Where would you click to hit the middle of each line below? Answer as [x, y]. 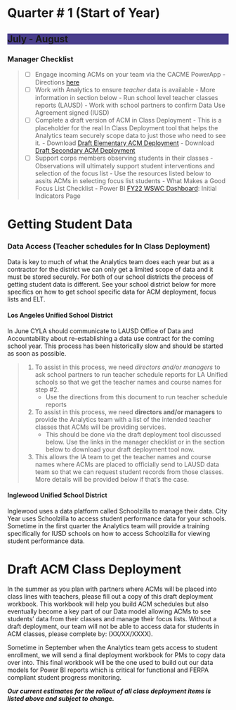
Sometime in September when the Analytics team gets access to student [112, 647]
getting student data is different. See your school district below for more [112, 284]
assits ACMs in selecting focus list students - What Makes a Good [130, 181]
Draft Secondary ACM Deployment [85, 151]
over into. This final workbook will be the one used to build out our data [110, 662]
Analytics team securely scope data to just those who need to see [130, 136]
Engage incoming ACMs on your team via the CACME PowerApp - [130, 74]
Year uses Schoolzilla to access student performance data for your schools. [117, 518]
